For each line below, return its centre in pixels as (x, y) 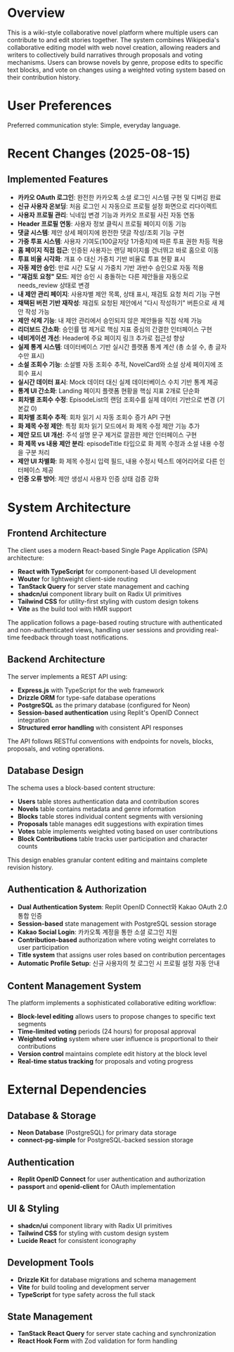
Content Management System (74, 986)
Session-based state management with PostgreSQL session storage (117, 924)
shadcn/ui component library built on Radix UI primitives (99, 594)
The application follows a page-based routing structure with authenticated (115, 622)
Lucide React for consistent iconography (77, 1240)
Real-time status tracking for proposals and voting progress (105, 1061)
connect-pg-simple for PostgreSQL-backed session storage (105, 1140)
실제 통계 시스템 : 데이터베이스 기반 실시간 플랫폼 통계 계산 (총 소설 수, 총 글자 (122, 347)
